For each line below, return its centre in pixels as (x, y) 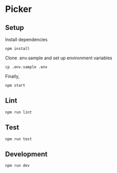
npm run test (19, 139)
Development (27, 154)
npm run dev (17, 166)
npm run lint (19, 112)
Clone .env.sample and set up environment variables (59, 58)
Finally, (12, 76)
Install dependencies (27, 39)
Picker (19, 9)
